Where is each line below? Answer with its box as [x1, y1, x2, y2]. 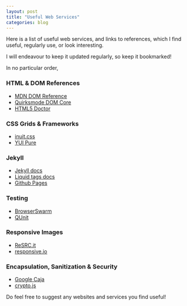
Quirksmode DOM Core [14, 98, 72, 106]
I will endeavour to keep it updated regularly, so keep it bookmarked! [6, 53, 172, 60]
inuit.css [14, 132, 35, 140]
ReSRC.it [14, 242, 36, 249]
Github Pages [14, 179, 48, 186]
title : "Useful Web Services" [6, 14, 80, 20]
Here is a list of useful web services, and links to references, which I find [6, 36, 182, 43]
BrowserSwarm [14, 208, 52, 215]
